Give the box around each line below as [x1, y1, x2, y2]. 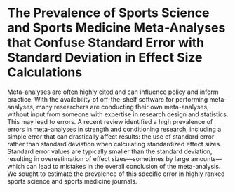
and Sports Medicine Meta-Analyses [7, 20, 226, 36]
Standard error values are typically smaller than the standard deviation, [7, 147, 213, 156]
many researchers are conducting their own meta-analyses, [36, 102, 209, 111]
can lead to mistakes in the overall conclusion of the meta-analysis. [26, 162, 221, 170]
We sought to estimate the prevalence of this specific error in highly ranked [7, 170, 225, 178]
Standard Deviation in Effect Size [7, 50, 203, 66]
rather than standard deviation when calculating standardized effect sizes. [7, 139, 222, 148]
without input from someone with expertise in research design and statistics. [7, 110, 229, 118]
